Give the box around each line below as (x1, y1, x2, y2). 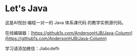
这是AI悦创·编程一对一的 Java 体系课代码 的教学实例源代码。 (5, 19, 126, 25)
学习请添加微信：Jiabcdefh (5, 45, 60, 51)
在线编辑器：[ (5, 30, 33, 36)
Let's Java (5, 3, 48, 14)
